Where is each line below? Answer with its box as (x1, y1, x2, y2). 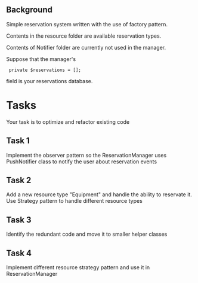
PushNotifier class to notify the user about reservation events (6, 158, 157, 165)
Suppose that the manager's (6, 55, 76, 62)
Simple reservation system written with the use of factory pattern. (6, 20, 168, 28)
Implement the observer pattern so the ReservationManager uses (6, 151, 167, 159)
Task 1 (6, 136, 30, 146)
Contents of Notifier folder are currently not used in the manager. (6, 44, 166, 51)
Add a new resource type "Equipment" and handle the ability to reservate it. (6, 191, 192, 198)
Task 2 (6, 175, 32, 185)
